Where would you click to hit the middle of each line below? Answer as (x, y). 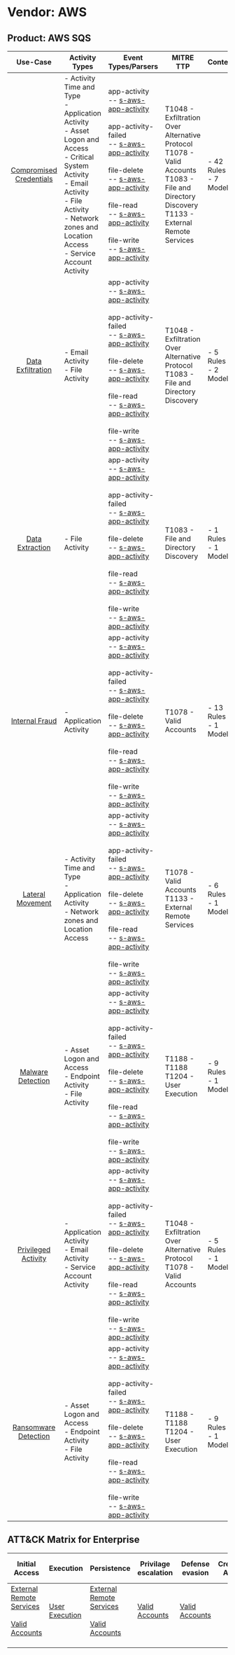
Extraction (34, 547)
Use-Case (34, 62)
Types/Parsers (133, 66)
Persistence (110, 1568)
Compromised (34, 170)
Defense (195, 1564)
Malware (34, 1072)
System (77, 166)
